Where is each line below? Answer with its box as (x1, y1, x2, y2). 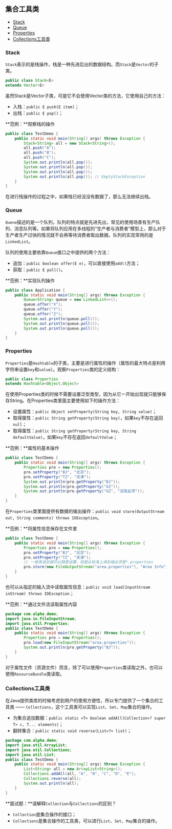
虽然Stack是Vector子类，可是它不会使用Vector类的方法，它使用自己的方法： (5, 92, 166, 99)
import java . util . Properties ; (5, 621, 70, 626)
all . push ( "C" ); (24, 155, 56, 160)
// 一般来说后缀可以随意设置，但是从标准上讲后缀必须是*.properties (24, 560, 154, 565)
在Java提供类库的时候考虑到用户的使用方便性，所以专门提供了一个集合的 (5, 698, 159, 703)
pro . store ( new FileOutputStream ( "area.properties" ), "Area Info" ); (24, 564, 170, 570)
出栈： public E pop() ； (12, 110, 63, 116)
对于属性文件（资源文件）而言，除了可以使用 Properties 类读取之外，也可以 (5, 664, 163, 670)
